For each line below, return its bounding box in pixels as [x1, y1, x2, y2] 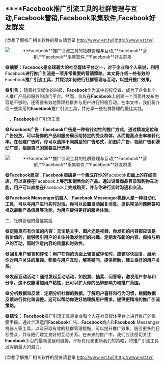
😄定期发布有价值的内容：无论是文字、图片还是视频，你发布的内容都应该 [5, 228, 152, 234]
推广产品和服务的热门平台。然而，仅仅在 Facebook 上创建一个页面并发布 [9, 93, 155, 99]
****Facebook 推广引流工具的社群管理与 [5, 4, 131, 13]
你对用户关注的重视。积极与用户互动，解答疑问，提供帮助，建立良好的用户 [5, 257, 156, 263]
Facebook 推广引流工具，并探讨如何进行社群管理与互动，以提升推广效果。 [5, 76, 154, 82]
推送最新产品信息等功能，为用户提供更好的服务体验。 [5, 207, 113, 213]
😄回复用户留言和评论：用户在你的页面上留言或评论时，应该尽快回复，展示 [5, 251, 156, 257]
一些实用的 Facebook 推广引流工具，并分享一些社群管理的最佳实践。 [9, 105, 146, 111]
